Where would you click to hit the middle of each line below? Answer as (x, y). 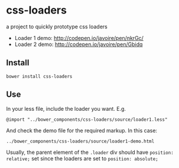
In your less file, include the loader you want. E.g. (66, 108)
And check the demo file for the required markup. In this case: (82, 130)
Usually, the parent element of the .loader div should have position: (90, 152)
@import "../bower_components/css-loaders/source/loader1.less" (87, 119)
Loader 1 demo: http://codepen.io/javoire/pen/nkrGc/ (79, 38)
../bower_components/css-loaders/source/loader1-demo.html (80, 141)
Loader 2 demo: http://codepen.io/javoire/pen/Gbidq (79, 44)
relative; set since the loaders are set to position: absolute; (82, 158)
